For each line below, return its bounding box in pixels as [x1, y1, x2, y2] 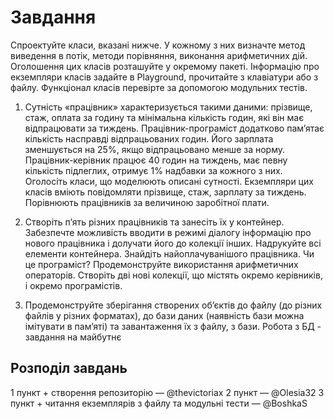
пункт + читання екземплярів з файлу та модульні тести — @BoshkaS [10, 397, 308, 409]
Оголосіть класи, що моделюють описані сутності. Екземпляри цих [24, 175, 314, 187]
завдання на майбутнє [24, 331, 122, 343]
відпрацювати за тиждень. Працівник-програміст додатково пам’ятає [24, 122, 325, 134]
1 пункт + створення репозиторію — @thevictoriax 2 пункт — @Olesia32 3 [10, 386, 325, 398]
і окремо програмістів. [24, 279, 123, 291]
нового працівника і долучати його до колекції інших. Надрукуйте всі [24, 237, 322, 249]
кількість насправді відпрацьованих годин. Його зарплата [24, 132, 274, 145]
